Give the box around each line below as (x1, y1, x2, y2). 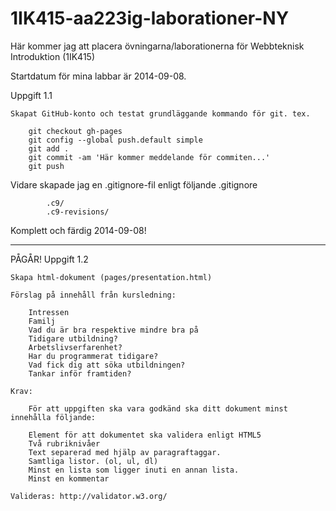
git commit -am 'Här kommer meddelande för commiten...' (28, 152, 271, 162)
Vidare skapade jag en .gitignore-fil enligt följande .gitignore (10, 178, 258, 191)
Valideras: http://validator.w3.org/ (10, 491, 168, 501)
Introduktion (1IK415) (10, 50, 95, 62)
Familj (28, 316, 56, 326)
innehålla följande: (10, 412, 97, 422)
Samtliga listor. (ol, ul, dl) (28, 456, 159, 466)
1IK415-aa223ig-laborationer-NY (10, 7, 290, 30)
